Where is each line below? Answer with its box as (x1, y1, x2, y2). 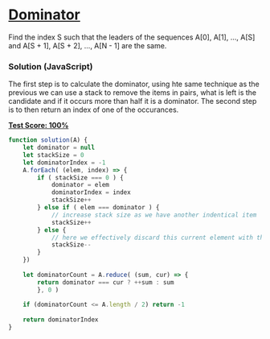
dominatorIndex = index (51, 188, 131, 196)
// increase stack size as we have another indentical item (51, 211, 257, 219)
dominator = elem (51, 181, 110, 189)
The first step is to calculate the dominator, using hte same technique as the (8, 79, 260, 89)
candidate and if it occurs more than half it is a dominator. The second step (8, 97, 257, 106)
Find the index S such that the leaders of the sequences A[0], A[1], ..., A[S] (8, 32, 256, 42)
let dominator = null (22, 143, 95, 152)
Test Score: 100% (8, 121, 69, 130)
